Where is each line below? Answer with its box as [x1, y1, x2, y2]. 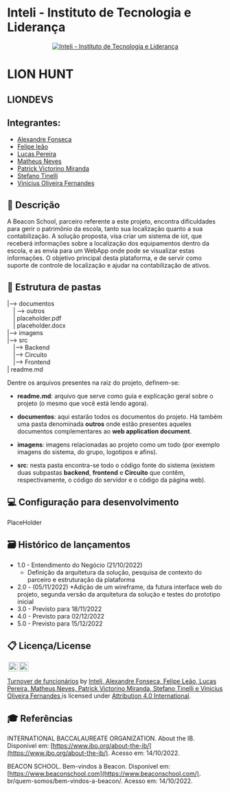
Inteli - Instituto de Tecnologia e [7, 5, 192, 21]
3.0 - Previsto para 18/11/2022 [16, 604, 102, 613]
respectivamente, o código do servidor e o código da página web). [16, 475, 206, 484]
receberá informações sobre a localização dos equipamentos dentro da [7, 239, 209, 248]
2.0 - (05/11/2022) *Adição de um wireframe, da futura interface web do [16, 583, 222, 591]
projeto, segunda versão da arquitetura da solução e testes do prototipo [16, 590, 221, 598]
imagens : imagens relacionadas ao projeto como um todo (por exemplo [16, 440, 220, 449]
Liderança [7, 19, 66, 35]
